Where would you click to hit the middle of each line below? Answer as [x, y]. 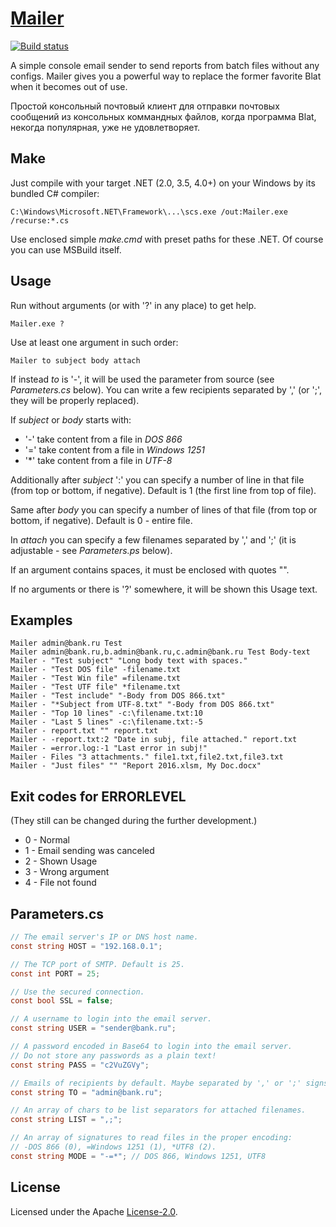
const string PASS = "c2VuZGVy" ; [80, 1065]
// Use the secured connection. [77, 992]
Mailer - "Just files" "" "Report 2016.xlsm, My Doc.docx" [136, 766]
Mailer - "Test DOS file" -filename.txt [96, 670]
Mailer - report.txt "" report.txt [84, 731]
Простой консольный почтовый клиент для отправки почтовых [145, 106]
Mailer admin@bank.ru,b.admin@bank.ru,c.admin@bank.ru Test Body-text [160, 652]
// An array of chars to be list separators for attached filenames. [158, 1110]
